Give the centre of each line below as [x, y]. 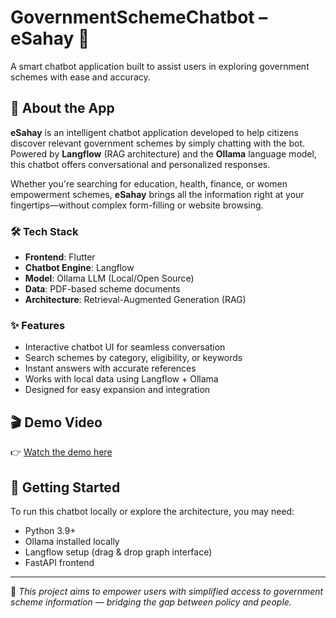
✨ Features [38, 325]
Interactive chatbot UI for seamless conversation [125, 347]
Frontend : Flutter [60, 257]
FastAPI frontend [59, 562]
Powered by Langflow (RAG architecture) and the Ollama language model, [163, 153]
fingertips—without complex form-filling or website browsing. [137, 205]
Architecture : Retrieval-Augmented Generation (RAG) [135, 300]
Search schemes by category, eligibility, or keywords [133, 358]
